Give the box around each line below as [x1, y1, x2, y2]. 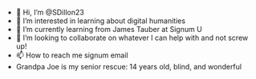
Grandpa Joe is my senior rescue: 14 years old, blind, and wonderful [15, 62, 242, 71]
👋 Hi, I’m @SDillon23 [15, 8, 84, 17]
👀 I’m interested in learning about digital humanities [15, 16, 186, 26]
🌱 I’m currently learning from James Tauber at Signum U [15, 25, 202, 34]
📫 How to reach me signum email [15, 50, 128, 60]
